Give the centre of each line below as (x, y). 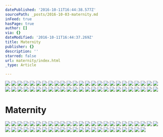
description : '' (22, 51)
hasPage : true (20, 24)
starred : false (21, 56)
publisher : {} (20, 47)
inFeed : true (19, 19)
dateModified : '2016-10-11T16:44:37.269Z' (49, 38)
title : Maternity (23, 42)
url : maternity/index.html (33, 61)
